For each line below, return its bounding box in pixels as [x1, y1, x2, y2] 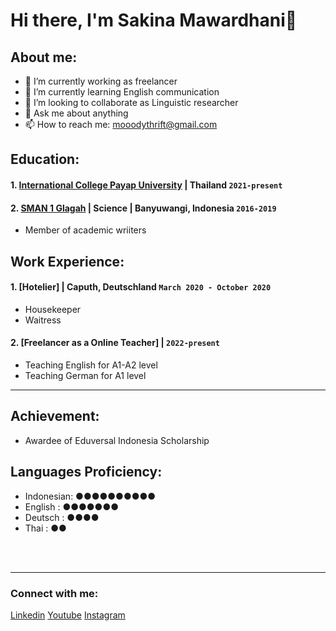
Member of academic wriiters [24, 224, 147, 236]
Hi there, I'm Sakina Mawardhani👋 [10, 9, 298, 32]
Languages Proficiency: [10, 464, 163, 481]
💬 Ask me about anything [24, 107, 129, 119]
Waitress [24, 314, 62, 326]
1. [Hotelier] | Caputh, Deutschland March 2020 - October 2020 [10, 281, 272, 293]
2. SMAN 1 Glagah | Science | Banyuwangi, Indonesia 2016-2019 [10, 202, 277, 214]
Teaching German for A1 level [24, 369, 147, 381]
